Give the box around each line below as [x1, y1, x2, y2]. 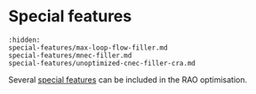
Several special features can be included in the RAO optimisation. [8, 74, 248, 85]
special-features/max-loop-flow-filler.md [8, 43, 168, 52]
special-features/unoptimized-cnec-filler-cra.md [8, 59, 196, 67]
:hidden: [8, 35, 41, 44]
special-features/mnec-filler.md [8, 51, 132, 59]
